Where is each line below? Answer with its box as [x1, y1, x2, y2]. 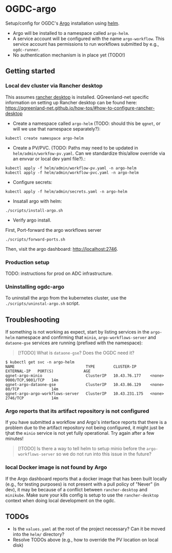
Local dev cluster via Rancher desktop [5, 82, 103, 89]
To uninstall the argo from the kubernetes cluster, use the [5, 295, 127, 301]
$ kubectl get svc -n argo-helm [5, 360, 74, 365]
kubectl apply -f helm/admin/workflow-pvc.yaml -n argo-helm [5, 170, 139, 175]
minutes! [5, 435, 24, 442]
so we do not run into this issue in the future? [56, 451, 151, 457]
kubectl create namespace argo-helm [5, 136, 84, 141]
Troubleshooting [5, 315, 60, 324]
